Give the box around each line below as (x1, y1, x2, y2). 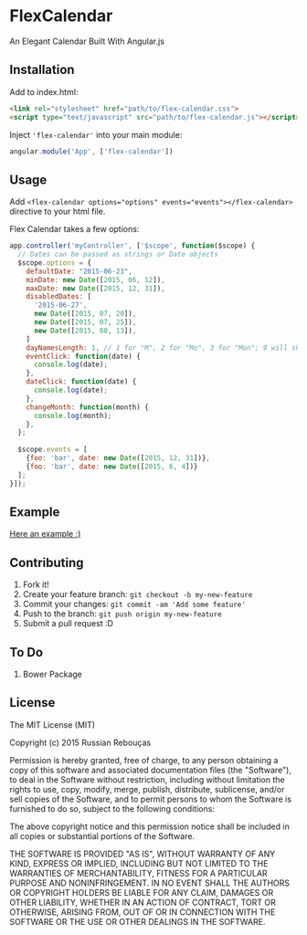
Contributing (9, 554, 84, 571)
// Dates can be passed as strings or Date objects (17, 250, 219, 259)
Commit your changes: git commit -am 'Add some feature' (22, 599, 247, 610)
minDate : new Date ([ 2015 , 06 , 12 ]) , (26, 275, 166, 284)
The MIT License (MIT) (9, 719, 96, 730)
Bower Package (22, 668, 82, 679)
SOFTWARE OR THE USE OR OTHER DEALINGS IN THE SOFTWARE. (9, 916, 266, 927)
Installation (9, 62, 75, 78)
